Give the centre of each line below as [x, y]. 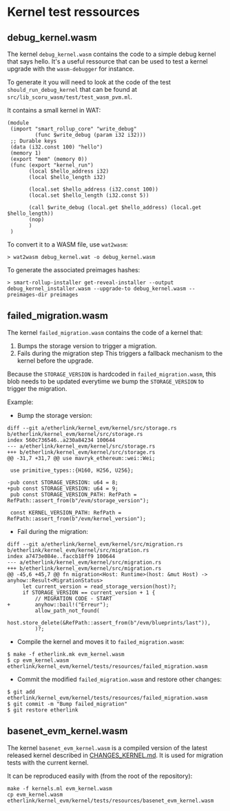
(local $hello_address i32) [69, 171]
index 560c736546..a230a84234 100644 [61, 440]
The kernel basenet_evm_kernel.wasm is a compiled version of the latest [107, 747]
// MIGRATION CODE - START [73, 598]
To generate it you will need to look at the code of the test [89, 82]
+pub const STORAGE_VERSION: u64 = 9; [63, 488]
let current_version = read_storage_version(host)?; [100, 586]
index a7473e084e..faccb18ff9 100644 [61, 556]
